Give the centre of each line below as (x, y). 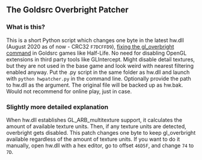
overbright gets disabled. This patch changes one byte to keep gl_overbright (101, 132)
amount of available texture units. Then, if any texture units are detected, (96, 126)
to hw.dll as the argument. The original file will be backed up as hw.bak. (95, 85)
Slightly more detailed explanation (57, 106)
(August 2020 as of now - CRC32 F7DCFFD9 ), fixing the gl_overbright (90, 46)
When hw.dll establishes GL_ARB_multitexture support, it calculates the (94, 120)
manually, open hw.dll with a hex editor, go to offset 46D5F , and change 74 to (100, 145)
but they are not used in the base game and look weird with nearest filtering (100, 66)
